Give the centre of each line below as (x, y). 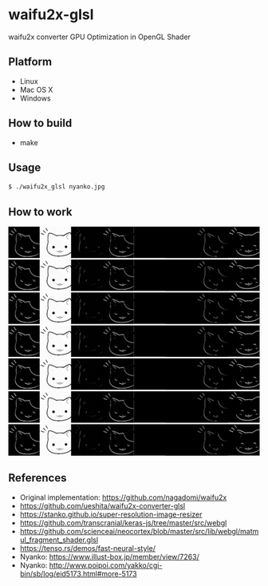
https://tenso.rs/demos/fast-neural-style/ (87, 548)
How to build (40, 123)
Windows (35, 98)
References (37, 478)
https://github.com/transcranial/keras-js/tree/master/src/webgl (123, 523)
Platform (30, 62)
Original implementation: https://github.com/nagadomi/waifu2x (123, 497)
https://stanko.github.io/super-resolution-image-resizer (111, 514)
